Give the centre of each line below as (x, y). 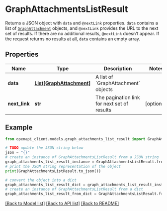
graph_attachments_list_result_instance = (50, 162)
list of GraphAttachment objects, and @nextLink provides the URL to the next (82, 28)
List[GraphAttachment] (63, 83)
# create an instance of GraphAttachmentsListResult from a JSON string (82, 157)
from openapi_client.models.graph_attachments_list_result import (75, 139)
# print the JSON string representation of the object (63, 166)
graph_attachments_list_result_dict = (45, 185)
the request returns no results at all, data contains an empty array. (73, 39)
